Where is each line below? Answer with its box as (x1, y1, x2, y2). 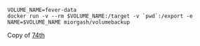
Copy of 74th (7, 31, 46, 39)
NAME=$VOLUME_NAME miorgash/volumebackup (7, 19, 131, 26)
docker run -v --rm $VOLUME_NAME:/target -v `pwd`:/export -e (7, 13, 193, 20)
